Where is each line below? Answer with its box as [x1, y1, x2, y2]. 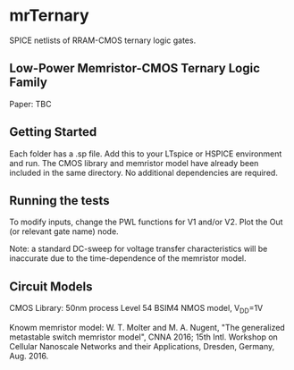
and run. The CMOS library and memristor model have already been [9, 157, 259, 168]
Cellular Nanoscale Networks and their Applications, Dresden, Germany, [9, 341, 275, 351]
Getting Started [9, 124, 97, 139]
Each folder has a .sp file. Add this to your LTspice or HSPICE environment [9, 148, 282, 159]
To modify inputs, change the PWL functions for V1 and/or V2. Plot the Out [9, 216, 283, 228]
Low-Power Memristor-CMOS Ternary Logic [9, 61, 261, 76]
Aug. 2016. [9, 350, 49, 361]
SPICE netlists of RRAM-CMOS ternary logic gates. [9, 35, 197, 46]
